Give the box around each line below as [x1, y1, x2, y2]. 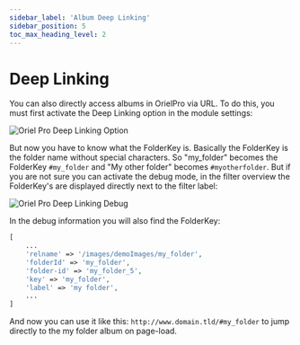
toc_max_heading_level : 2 [9, 30, 106, 39]
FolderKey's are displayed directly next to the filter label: [9, 181, 218, 191]
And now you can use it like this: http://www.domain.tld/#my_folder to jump [9, 316, 290, 327]
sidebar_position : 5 [9, 22, 87, 31]
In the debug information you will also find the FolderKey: [9, 216, 221, 226]
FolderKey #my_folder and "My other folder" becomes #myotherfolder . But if [9, 162, 291, 172]
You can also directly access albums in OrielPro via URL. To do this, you [9, 98, 276, 109]
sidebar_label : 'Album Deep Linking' [9, 13, 151, 22]
